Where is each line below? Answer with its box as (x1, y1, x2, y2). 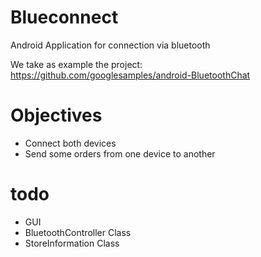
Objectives (10, 104, 103, 127)
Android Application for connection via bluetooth (10, 39, 211, 51)
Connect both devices (24, 137, 117, 149)
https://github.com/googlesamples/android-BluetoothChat (10, 69, 251, 81)
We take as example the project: (10, 58, 143, 70)
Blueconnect (10, 6, 119, 29)
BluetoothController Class (24, 226, 132, 238)
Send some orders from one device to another (24, 147, 216, 160)
